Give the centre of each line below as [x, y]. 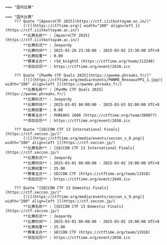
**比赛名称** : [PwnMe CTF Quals [57, 90]
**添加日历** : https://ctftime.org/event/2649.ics [77, 179]
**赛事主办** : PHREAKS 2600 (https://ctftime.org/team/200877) [90, 115]
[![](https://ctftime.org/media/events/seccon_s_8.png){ [84, 138]
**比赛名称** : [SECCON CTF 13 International [70, 148]
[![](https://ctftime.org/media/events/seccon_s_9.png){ [84, 197]
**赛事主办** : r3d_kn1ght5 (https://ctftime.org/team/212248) [89, 61]
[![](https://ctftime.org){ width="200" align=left [78, 26]
